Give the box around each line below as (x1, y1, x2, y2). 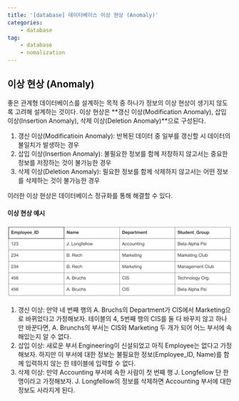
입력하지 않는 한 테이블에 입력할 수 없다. (25, 359, 136, 367)
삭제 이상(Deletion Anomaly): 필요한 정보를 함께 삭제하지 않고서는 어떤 (17, 167, 215, 176)
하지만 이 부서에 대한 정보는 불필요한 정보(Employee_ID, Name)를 (39, 350, 223, 358)
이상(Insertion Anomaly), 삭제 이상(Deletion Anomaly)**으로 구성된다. (7, 116, 206, 125)
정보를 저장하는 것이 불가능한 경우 (17, 158, 112, 167)
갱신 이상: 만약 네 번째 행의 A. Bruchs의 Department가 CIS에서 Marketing (17, 305, 225, 314)
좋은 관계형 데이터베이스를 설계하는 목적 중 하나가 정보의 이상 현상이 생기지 (7, 98, 215, 107)
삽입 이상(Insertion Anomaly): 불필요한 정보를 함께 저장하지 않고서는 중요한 (17, 149, 228, 158)
